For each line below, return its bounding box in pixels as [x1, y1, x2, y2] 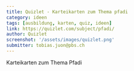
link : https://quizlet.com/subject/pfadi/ [6, 25, 115, 32]
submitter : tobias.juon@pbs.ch [6, 43, 85, 49]
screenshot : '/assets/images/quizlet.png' [6, 37, 115, 43]
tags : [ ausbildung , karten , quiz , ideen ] [6, 20, 112, 26]
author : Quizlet [6, 31, 47, 37]
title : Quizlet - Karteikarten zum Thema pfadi [6, 8, 129, 15]
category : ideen [6, 14, 47, 20]
